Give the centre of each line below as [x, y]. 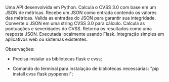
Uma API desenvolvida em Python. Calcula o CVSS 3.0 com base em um [81, 7]
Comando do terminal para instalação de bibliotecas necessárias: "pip [86, 68]
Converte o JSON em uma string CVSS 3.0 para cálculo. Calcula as [75, 23]
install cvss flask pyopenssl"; [43, 74]
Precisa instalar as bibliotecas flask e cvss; [57, 59]
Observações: [20, 49]
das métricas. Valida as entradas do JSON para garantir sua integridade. [81, 18]
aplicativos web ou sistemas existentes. [47, 39]
